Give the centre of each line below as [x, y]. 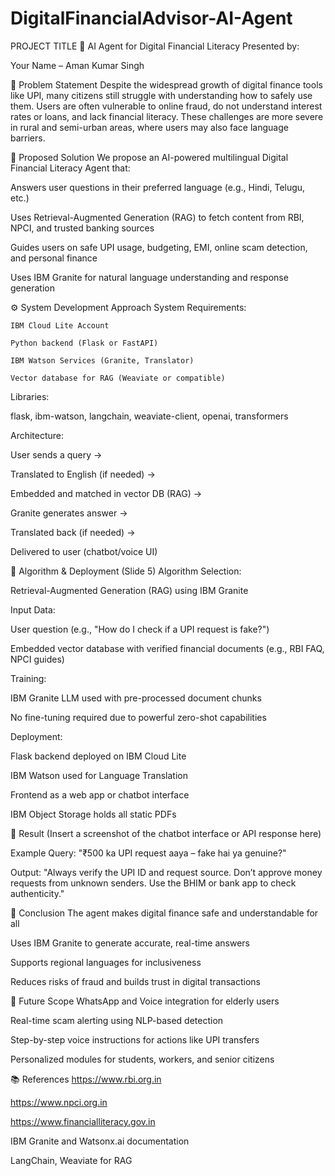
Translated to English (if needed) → [83, 474]
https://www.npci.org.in [59, 1102]
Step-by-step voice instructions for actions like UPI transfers [135, 1039]
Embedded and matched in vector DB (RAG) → [106, 493]
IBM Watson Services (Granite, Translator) [102, 360]
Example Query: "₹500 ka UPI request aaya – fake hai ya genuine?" [148, 853]
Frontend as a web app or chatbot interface [100, 794]
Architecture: [37, 435]
